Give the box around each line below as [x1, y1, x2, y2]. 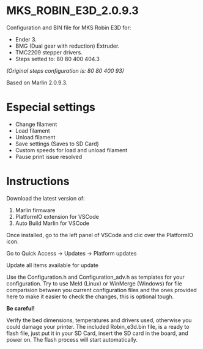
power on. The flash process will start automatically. [6, 336, 138, 343]
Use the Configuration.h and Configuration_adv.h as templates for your [6, 273, 185, 281]
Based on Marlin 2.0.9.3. [6, 79, 68, 86]
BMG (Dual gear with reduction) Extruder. [15, 42, 120, 50]
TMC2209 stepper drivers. [15, 48, 83, 56]
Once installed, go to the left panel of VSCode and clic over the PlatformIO [6, 231, 194, 238]
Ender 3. [15, 35, 37, 43]
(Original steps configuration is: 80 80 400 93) [6, 67, 124, 74]
